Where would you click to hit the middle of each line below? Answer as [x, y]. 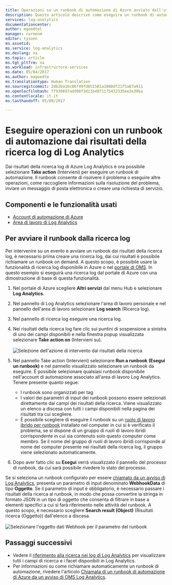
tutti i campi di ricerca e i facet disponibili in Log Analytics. [74, 560]
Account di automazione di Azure [48, 217]
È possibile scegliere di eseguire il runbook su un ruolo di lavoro [88, 419]
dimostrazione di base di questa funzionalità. [53, 278]
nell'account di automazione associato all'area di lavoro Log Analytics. [87, 377]
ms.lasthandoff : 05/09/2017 [35, 101]
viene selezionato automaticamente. [59, 452]
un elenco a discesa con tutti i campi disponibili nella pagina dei [88, 408]
